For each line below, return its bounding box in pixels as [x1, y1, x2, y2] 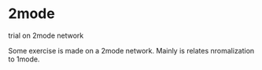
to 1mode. [8, 54, 40, 64]
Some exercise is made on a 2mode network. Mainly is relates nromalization [8, 46, 255, 55]
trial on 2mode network [8, 31, 84, 40]
